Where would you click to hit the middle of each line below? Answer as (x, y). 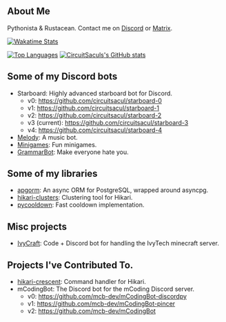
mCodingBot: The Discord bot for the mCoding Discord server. (106, 289)
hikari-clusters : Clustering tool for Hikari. (75, 198)
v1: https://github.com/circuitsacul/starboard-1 (93, 108)
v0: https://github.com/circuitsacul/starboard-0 (94, 100)
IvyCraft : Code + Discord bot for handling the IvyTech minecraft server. (118, 243)
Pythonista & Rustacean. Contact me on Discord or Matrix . (90, 28)
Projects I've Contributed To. (70, 265)
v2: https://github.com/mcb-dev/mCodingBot (92, 311)
